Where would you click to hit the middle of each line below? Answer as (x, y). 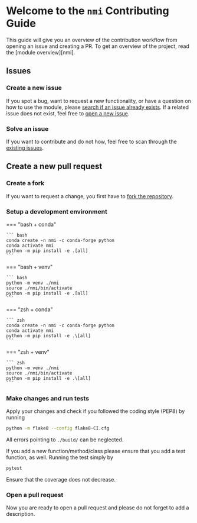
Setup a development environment (57, 211)
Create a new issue (34, 88)
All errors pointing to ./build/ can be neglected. (65, 440)
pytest (14, 469)
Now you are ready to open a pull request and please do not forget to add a (98, 508)
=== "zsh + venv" (28, 352)
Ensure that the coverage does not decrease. (61, 479)
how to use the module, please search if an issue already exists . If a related (98, 107)
